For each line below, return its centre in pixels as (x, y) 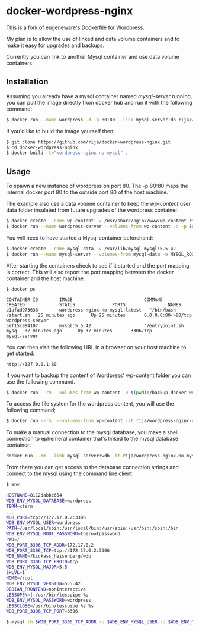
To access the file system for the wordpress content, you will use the (90, 404)
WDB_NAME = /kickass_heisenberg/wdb (49, 556)
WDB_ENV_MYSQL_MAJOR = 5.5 (37, 567)
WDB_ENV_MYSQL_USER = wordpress (44, 523)
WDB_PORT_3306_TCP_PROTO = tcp (42, 561)
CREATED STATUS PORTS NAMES (94, 304)
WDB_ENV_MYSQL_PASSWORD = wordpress (49, 600)
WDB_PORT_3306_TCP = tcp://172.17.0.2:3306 (58, 550)
